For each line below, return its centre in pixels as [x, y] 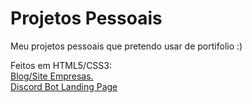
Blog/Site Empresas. [52, 76]
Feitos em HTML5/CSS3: [61, 65]
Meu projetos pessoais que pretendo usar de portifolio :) [126, 46]
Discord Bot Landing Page [64, 86]
